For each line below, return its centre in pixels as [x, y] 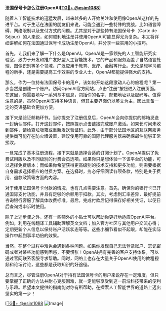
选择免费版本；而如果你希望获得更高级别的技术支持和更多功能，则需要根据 [85, 165]
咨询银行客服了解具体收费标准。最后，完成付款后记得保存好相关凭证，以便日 [83, 200]
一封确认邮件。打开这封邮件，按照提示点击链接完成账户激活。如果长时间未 [81, 124]
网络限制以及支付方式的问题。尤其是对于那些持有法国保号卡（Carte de [85, 31]
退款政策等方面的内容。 [38, 177]
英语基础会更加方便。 [35, 107]
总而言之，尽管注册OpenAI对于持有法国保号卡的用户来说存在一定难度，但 [80, 275]
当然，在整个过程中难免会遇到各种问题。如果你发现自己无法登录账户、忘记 [81, 246]
